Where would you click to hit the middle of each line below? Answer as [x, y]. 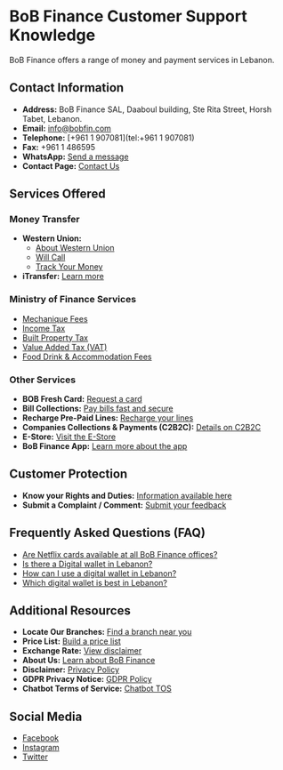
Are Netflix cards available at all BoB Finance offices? [120, 554]
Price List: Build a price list [72, 641]
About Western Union [75, 248]
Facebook [40, 738]
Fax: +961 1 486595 [59, 147]
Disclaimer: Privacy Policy [71, 670]
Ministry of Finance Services [73, 300]
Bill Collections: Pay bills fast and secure [97, 409]
